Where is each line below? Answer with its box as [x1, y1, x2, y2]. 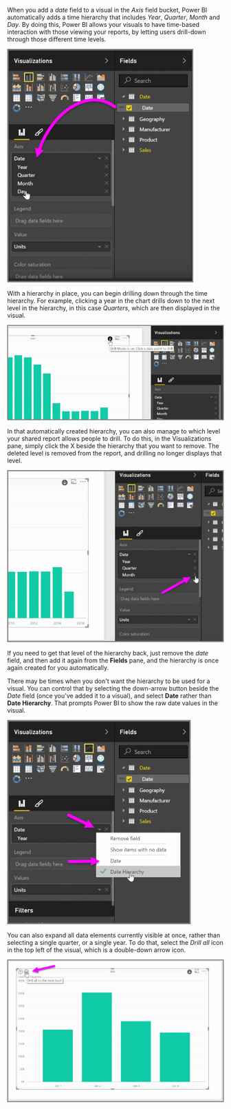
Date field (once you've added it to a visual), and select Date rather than [7, 692, 212, 700]
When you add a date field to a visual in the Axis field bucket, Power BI [7, 6, 208, 14]
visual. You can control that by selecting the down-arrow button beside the [7, 684, 219, 693]
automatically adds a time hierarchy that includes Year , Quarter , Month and [7, 13, 220, 21]
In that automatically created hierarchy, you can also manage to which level [7, 427, 221, 436]
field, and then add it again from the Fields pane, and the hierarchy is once [7, 656, 219, 664]
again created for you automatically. [7, 664, 109, 672]
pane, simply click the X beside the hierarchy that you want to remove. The [7, 442, 219, 450]
